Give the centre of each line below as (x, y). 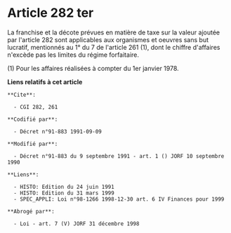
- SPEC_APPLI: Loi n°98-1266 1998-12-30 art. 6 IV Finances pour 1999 (119, 199)
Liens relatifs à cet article (45, 81)
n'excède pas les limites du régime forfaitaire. (73, 55)
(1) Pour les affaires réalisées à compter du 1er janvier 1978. (93, 68)
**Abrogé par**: (31, 211)
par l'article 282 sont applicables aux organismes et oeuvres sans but (108, 39)
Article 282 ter (51, 13)
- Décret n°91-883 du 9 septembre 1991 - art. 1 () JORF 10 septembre (119, 156)
